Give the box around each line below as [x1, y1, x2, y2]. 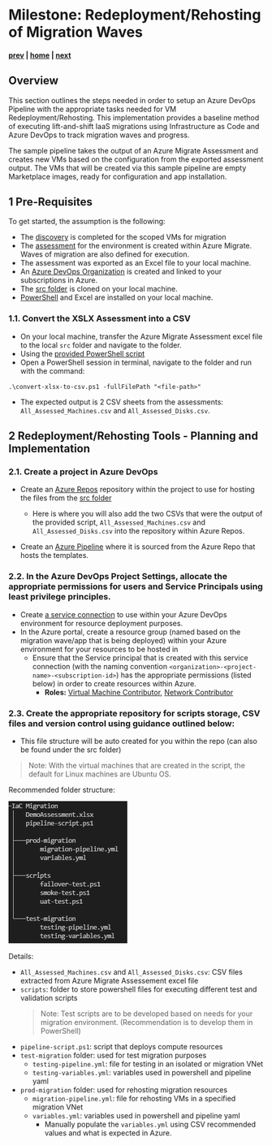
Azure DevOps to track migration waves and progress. [8, 130, 190, 140]
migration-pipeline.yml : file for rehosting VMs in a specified [32, 1093, 236, 1103]
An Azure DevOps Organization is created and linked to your [19, 266, 222, 277]
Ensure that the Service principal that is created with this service [32, 652, 249, 663]
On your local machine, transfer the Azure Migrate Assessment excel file [19, 331, 263, 341]
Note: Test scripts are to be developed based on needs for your [40, 1009, 253, 1018]
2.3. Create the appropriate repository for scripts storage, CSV [8, 707, 261, 719]
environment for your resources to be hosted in [19, 644, 179, 654]
